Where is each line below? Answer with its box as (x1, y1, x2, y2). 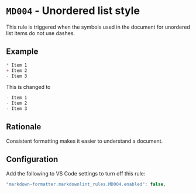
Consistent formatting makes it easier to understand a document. (6, 137, 163, 144)
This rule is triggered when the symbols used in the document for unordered (6, 23, 190, 30)
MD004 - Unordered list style (6, 4, 140, 18)
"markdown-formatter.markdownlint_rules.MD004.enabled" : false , (6, 181, 166, 187)
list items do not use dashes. (6, 29, 75, 36)
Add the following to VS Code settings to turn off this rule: (6, 170, 146, 177)
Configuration (6, 154, 59, 164)
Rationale (6, 122, 42, 132)
